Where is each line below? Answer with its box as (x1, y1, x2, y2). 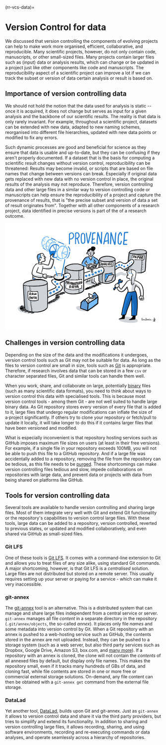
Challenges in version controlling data (5, 339, 125, 347)
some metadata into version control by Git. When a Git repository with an (5, 626, 154, 632)
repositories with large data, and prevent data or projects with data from (5, 472, 152, 478)
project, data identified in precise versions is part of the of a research (5, 208, 147, 214)
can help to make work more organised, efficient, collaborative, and (5, 43, 143, 49)
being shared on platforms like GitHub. (5, 477, 84, 483)
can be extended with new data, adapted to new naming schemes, (5, 124, 141, 130)
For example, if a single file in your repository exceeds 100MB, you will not (5, 445, 157, 451)
